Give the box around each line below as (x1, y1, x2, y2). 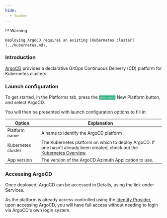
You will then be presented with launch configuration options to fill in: (5, 109, 147, 115)
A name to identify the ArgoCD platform (41, 130, 122, 136)
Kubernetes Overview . (41, 150, 87, 156)
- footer (9, 13, 28, 18)
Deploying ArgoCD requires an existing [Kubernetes (5, 38, 114, 43)
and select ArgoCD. (5, 100, 45, 106)
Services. (5, 187, 25, 193)
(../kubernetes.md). (5, 43, 48, 48)
